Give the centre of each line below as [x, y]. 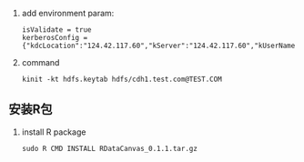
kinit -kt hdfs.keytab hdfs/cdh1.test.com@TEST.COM [122, 79]
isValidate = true [56, 30]
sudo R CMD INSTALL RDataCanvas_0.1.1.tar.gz [109, 148]
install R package [54, 132]
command [41, 62]
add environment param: [68, 13]
